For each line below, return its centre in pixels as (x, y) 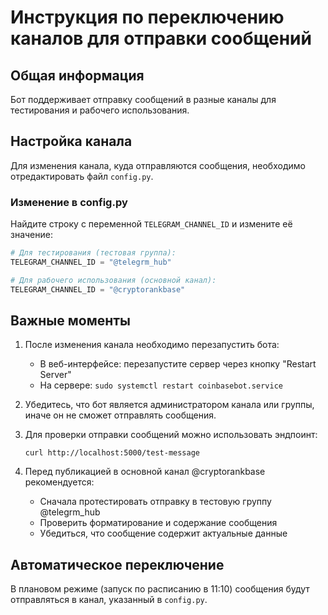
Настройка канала (71, 141)
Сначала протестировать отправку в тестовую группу (155, 502)
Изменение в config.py (69, 202)
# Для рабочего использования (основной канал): (113, 280)
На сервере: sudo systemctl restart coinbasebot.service (161, 385)
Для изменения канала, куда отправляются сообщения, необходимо (158, 165)
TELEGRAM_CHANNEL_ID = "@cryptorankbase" (98, 289)
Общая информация (77, 75)
